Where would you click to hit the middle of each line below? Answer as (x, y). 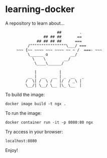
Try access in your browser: (34, 131)
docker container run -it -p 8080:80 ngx (49, 122)
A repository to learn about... (35, 23)
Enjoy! (12, 150)
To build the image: (25, 95)
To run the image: (23, 113)
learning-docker (40, 9)
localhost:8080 (21, 141)
